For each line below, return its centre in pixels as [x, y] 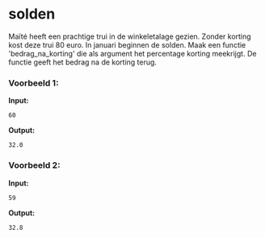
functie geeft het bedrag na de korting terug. [83, 62]
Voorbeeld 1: [34, 83]
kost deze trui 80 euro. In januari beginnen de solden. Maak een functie [127, 44]
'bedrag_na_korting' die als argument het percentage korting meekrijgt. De [132, 53]
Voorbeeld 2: [34, 165]
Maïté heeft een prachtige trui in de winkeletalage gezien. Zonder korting [130, 36]
